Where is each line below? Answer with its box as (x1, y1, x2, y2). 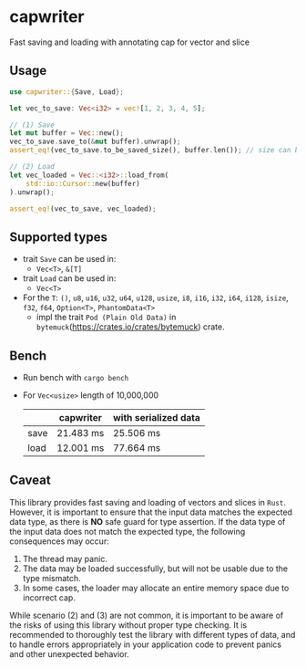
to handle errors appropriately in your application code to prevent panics (9, 639, 282, 650)
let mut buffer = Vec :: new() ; (9, 129, 125, 138)
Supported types (9, 229, 107, 245)
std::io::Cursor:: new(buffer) (25, 179, 141, 188)
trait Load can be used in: (22, 273, 117, 284)
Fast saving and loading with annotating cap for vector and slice (9, 37, 250, 47)
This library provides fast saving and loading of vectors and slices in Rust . (9, 496, 287, 507)
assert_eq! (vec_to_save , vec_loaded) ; (9, 204, 157, 214)
